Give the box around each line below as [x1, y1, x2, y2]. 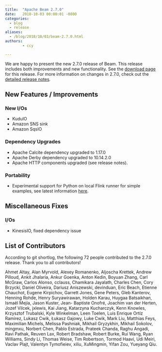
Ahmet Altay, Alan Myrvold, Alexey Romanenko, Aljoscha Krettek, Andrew [5, 269, 152, 275]
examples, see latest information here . [12, 188, 89, 194]
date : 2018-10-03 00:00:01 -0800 [5, 12, 77, 17]
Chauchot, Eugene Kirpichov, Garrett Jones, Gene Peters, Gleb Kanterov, [5, 290, 151, 296]
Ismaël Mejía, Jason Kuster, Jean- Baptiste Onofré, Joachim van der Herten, [5, 300, 157, 306]
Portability [5, 172, 31, 179]
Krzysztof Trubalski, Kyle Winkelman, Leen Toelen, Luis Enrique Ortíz [5, 310, 143, 316]
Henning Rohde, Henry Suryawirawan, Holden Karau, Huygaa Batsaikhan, [5, 295, 152, 301]
